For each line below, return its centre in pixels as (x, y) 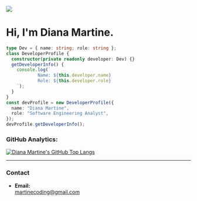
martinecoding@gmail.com (47, 192)
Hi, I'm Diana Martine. (60, 33)
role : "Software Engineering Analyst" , (60, 114)
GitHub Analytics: (32, 139)
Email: (22, 185)
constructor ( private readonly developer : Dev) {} (73, 59)
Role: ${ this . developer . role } (74, 81)
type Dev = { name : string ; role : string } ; (61, 48)
